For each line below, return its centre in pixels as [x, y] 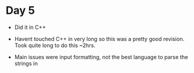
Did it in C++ [30, 27]
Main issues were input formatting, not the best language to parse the [101, 57]
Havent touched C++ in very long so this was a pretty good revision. [99, 39]
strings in [26, 63]
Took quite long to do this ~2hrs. [55, 45]
